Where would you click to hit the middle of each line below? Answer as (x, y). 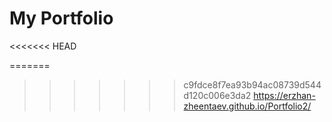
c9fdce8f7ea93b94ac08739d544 (252, 84)
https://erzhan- (284, 95)
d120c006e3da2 (217, 95)
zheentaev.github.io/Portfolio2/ (247, 106)
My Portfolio (61, 18)
